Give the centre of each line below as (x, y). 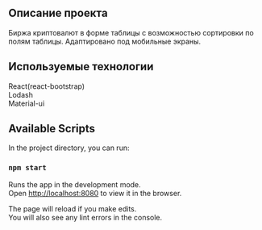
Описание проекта (58, 13)
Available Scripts (52, 129)
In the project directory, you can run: (69, 148)
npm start (27, 168)
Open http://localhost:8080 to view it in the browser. (95, 193)
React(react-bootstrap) (47, 86)
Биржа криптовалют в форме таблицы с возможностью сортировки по (131, 32)
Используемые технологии (81, 67)
